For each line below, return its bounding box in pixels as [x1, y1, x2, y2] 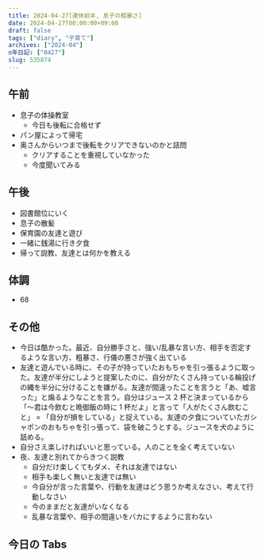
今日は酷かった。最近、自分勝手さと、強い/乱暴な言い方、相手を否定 [19, 343, 245, 353]
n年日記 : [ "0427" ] [8, 49, 66, 57]
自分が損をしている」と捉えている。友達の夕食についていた [48, 412, 244, 422]
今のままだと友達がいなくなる [31, 502, 129, 512]
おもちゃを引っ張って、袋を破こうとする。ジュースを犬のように [47, 423, 255, 432]
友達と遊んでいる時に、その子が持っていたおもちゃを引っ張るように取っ [19, 363, 255, 373]
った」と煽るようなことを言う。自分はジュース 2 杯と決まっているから [19, 392, 249, 402]
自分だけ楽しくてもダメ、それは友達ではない [31, 462, 178, 472]
